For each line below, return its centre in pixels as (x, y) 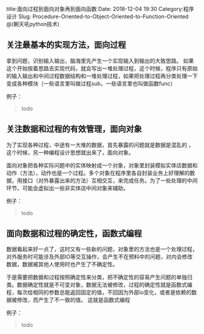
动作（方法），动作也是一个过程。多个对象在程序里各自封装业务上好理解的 (98, 173)
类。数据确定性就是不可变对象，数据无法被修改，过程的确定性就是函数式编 (99, 285)
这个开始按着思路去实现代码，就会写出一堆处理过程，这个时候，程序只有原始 (102, 68)
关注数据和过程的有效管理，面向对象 (74, 129)
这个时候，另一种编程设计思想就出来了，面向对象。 (70, 152)
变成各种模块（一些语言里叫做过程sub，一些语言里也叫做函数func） (91, 83)
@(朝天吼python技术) (33, 24)
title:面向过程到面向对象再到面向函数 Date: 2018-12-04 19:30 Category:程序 (100, 9)
